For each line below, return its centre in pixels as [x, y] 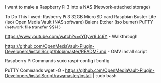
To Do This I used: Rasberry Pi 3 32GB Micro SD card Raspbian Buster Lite [80, 16]
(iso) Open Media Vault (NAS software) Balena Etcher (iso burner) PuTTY [79, 22]
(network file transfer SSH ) [33, 27]
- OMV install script [127, 51]
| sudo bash [105, 75]
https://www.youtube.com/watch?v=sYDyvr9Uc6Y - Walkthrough [71, 37]
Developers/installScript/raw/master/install [48, 75]
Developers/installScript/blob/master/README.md [56, 51]
